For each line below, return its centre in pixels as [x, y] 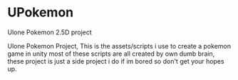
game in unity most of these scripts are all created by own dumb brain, [111, 54]
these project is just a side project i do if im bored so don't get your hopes [116, 61]
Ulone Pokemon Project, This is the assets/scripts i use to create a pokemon [119, 46]
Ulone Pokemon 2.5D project [50, 32]
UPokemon [41, 12]
